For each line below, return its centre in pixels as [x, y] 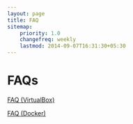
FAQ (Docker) [27, 113]
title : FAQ [23, 20]
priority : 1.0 [40, 33]
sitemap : [20, 26]
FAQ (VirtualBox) [31, 100]
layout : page [26, 14]
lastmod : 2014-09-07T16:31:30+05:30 [73, 46]
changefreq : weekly [48, 40]
